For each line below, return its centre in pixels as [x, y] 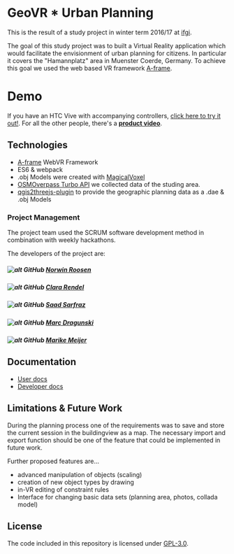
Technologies [38, 145]
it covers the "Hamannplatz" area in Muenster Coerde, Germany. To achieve [117, 60]
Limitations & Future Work [65, 408]
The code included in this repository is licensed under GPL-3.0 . [98, 543]
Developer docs [40, 386]
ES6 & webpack [40, 169]
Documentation [42, 362]
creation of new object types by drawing [75, 482]
